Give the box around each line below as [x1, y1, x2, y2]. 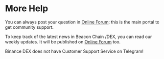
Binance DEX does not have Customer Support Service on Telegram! [5, 48, 143, 54]
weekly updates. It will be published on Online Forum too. [5, 39, 121, 44]
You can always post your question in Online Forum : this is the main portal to [5, 19, 160, 25]
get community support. [5, 24, 54, 30]
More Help [5, 3, 48, 14]
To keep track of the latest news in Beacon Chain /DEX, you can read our [5, 34, 152, 39]
